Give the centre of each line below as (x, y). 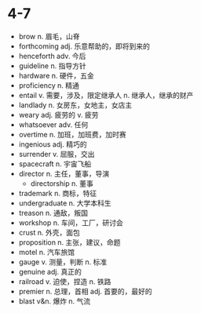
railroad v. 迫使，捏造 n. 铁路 (65, 281)
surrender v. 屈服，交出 (57, 154)
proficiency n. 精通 (49, 85)
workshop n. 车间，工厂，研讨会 (71, 222)
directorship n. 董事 (62, 183)
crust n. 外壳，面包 (49, 232)
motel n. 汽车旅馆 (47, 252)
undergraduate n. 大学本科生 (65, 203)
